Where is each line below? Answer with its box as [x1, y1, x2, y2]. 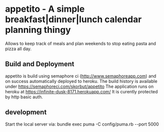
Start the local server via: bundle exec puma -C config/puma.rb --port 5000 [5, 121, 159, 127]
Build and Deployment [5, 60, 75, 68]
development [5, 108, 47, 116]
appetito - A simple [5, 3, 85, 15]
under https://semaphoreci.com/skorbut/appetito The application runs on [5, 83, 154, 89]
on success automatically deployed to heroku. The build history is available [5, 78, 158, 84]
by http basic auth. [5, 94, 43, 100]
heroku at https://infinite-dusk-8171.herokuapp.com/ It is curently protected [5, 88, 158, 94]
